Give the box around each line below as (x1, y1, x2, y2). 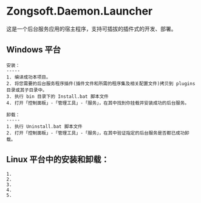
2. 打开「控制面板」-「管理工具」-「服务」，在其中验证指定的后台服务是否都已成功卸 (6, 129, 189, 136)
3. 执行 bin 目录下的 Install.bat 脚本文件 (6, 93, 109, 100)
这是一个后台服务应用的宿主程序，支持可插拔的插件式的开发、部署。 (6, 25, 177, 32)
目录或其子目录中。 (6, 87, 47, 93)
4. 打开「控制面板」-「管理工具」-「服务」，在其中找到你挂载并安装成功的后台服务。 (6, 100, 189, 106)
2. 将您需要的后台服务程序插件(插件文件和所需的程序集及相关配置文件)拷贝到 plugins (6, 80, 196, 86)
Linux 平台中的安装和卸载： (6, 154, 109, 165)
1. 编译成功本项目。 (6, 74, 51, 80)
